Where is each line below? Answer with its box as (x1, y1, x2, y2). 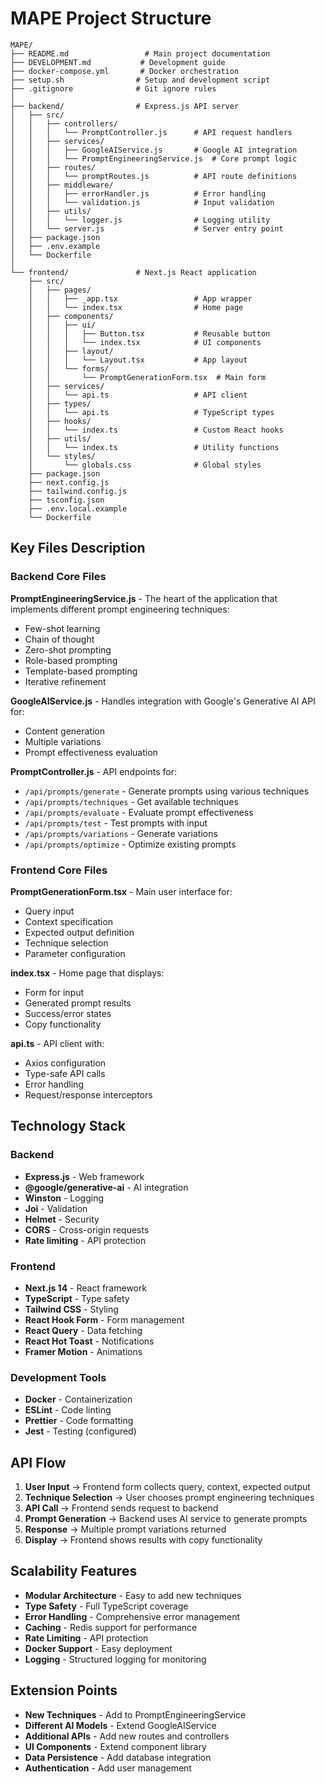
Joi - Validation (24, 1202, 88, 1214)
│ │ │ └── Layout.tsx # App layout (28, 355, 248, 365)
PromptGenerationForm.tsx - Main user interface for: (10, 885, 233, 897)
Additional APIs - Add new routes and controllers (24, 1730, 230, 1742)
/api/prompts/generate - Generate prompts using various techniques (24, 785, 310, 797)
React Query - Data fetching (24, 1324, 143, 1336)
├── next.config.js (28, 477, 110, 487)
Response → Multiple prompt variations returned (24, 1523, 227, 1536)
